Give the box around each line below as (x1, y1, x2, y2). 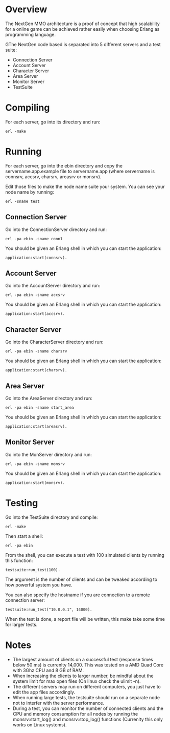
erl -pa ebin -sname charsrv (5, 349, 67, 354)
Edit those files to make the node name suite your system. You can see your (5, 183, 165, 190)
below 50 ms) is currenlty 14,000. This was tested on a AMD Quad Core (12, 662, 164, 668)
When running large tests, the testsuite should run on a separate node (12, 694, 160, 700)
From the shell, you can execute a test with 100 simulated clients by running (5, 552, 164, 558)
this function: (5, 557, 33, 563)
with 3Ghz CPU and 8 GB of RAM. (12, 667, 84, 673)
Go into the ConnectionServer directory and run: (5, 226, 107, 233)
